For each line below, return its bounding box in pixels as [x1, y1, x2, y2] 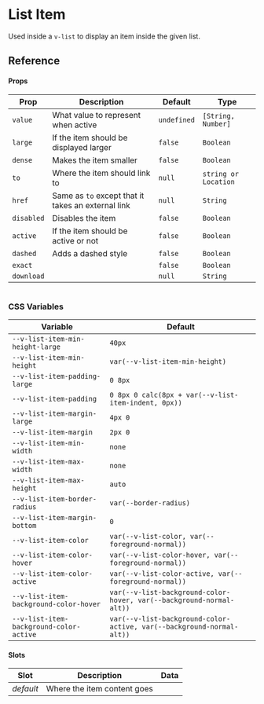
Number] [202, 119, 232, 128]
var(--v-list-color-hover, [109, 551, 211, 559]
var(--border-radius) [109, 499, 191, 508]
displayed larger [52, 141, 112, 152]
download [12, 271, 45, 280]
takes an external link [52, 200, 131, 211]
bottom [12, 521, 37, 530]
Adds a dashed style [52, 247, 128, 258]
